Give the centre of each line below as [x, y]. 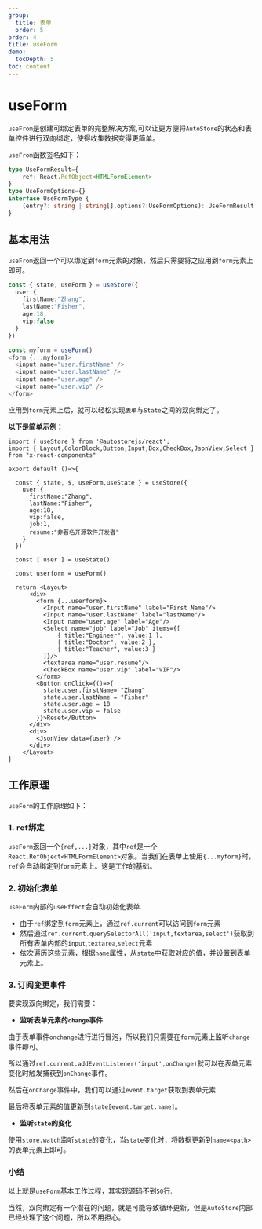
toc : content [29, 67]
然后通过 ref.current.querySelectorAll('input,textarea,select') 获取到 [137, 933]
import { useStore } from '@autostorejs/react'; [89, 441]
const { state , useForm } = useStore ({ [73, 285]
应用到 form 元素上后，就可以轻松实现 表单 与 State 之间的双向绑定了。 [116, 410]
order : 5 [29, 30]
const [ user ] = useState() [63, 560]
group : [19, 15]
